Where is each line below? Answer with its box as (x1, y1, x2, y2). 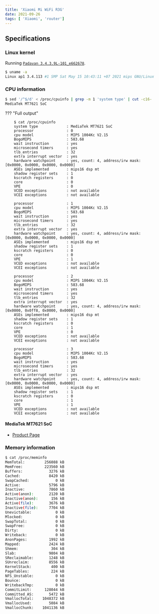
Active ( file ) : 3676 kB (5, 501, 65, 506)
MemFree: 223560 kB (5, 464, 65, 470)
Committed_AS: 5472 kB (5, 591, 65, 597)
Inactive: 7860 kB (5, 487, 65, 492)
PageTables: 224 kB (5, 569, 65, 574)
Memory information (5, 444, 55, 451)
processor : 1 (14, 201, 73, 206)
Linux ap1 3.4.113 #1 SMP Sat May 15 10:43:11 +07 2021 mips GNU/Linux (5, 74, 154, 79)
